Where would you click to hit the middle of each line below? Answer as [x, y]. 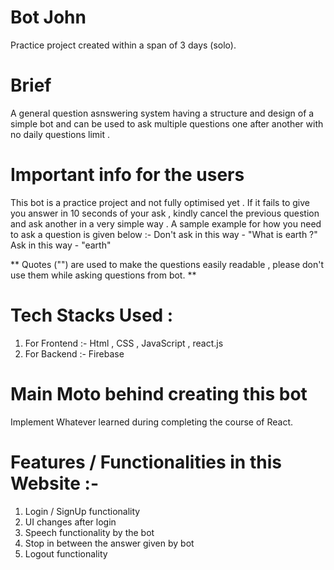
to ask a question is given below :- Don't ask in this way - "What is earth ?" [164, 234]
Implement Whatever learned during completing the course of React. [152, 422]
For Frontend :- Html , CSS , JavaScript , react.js [124, 343]
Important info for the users [127, 175]
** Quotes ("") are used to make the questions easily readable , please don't [167, 264]
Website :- [54, 483]
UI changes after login [70, 522]
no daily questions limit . [60, 134]
